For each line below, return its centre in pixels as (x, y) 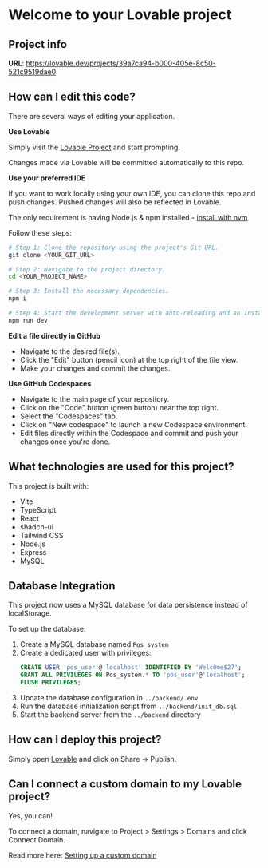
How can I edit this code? (72, 97)
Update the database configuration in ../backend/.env (109, 698)
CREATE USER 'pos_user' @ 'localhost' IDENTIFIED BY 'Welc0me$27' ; (130, 668)
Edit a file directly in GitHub (55, 335)
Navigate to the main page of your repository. (95, 399)
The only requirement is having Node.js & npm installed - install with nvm (128, 217)
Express (33, 552)
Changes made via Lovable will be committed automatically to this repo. (126, 162)
